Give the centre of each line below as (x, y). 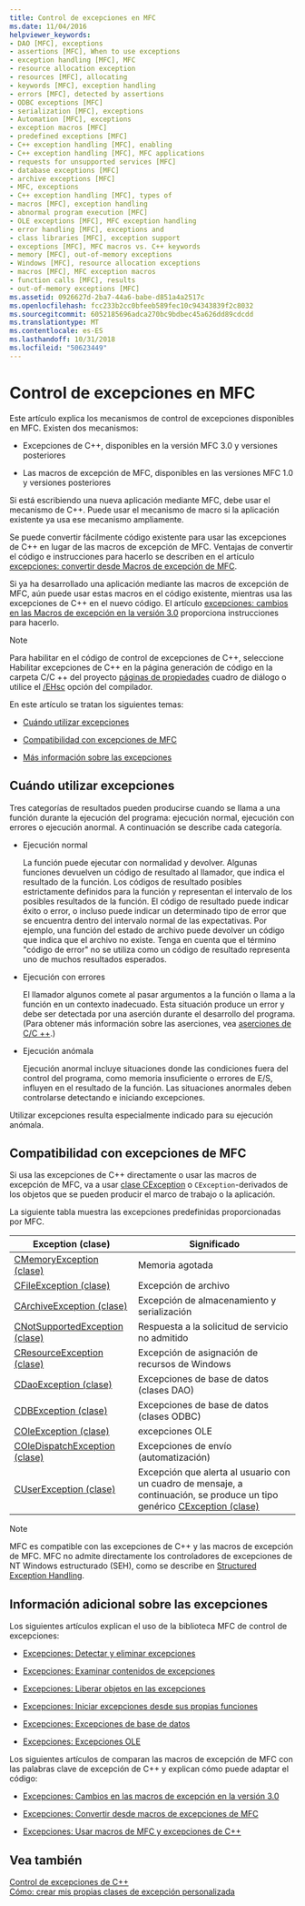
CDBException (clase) (61, 1411)
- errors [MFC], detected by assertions (87, 94)
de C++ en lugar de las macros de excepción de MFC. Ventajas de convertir (151, 546)
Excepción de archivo (183, 1286)
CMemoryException (56, 1260)
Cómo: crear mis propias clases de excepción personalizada (123, 1891)
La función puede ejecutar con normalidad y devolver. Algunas (140, 862)
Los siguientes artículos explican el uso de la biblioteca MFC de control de (148, 1627)
